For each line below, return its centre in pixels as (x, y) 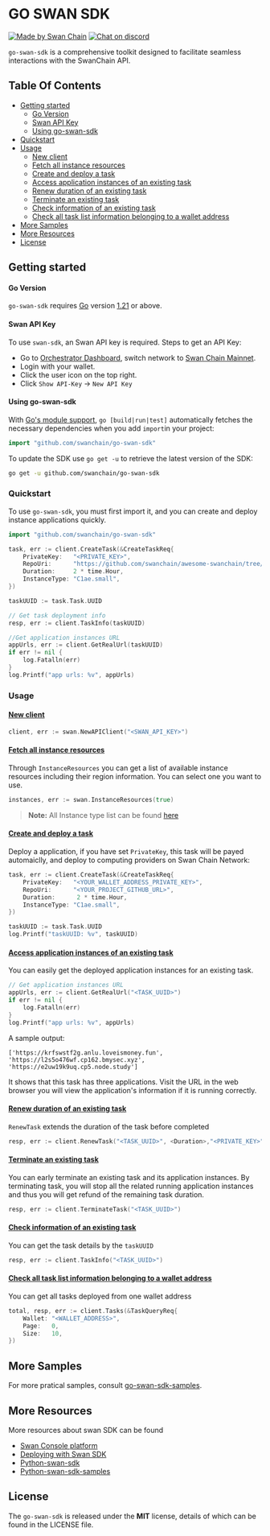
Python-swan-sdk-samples (65, 1471)
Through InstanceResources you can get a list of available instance (119, 768)
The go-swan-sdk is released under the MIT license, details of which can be (133, 1516)
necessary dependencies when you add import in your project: (111, 428)
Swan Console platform (59, 1445)
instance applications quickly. (57, 519)
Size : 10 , (43, 1333)
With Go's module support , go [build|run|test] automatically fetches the (131, 419)
